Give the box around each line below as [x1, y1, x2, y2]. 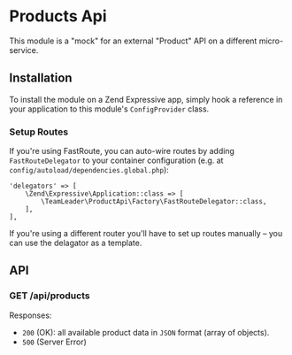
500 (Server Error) [21, 336, 87, 347]
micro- [258, 35, 284, 46]
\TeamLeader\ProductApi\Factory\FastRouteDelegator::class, [41, 197, 267, 206]
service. [9, 44, 39, 55]
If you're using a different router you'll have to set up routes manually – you [9, 228, 283, 239]
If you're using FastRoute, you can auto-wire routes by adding [9, 146, 234, 157]
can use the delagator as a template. [9, 237, 142, 249]
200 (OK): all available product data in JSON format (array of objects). [21, 327, 270, 337]
